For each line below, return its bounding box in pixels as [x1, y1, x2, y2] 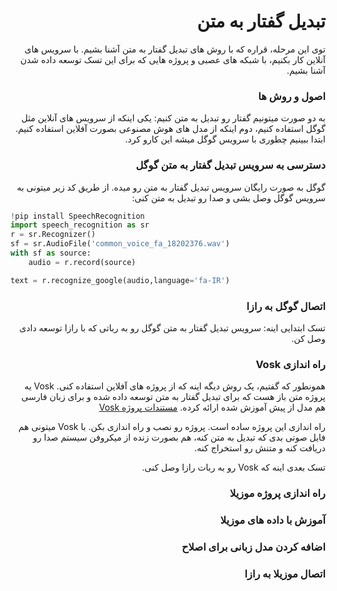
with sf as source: [10, 248, 92, 259]
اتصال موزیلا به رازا [244, 566, 326, 580]
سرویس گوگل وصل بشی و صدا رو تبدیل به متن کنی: [131, 191, 326, 204]
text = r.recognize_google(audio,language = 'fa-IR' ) [10, 275, 230, 285]
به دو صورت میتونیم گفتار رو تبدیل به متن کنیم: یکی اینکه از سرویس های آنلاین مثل [21, 112, 326, 124]
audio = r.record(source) [28, 257, 137, 267]
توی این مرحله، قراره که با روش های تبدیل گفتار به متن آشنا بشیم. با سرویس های [24, 43, 326, 55]
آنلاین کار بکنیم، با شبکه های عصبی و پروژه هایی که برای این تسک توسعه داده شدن [19, 53, 326, 65]
